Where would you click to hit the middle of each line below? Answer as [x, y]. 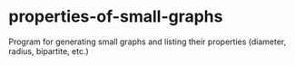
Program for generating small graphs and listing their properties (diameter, [147, 42]
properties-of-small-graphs [116, 17]
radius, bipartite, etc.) [49, 51]
